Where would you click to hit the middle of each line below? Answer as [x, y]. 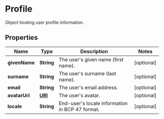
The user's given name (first [91, 59]
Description [94, 51]
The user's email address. [88, 87]
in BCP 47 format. [79, 109]
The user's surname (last [87, 73]
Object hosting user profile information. [45, 22]
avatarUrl [19, 95]
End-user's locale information [93, 103]
